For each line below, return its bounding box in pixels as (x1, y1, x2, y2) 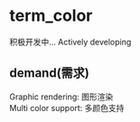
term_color (9, 5, 93, 26)
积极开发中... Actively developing (9, 36, 132, 47)
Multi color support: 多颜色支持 (9, 102, 125, 113)
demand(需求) (9, 65, 90, 81)
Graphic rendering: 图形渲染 (9, 91, 114, 102)
